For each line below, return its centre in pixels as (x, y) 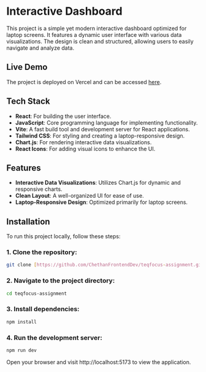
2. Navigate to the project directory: (61, 281)
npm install (21, 322)
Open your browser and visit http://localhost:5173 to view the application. (99, 362)
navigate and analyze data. (40, 48)
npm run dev (21, 351)
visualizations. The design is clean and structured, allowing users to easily (100, 41)
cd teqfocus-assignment (37, 293)
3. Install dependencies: (43, 309)
